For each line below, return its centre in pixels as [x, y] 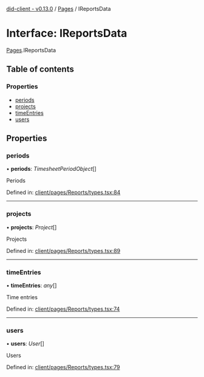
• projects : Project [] [32, 227]
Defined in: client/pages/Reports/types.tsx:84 [63, 192]
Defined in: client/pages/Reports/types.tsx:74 [63, 309]
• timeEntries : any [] [32, 285]
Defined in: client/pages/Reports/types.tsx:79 [63, 367]
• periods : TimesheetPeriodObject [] [52, 169]
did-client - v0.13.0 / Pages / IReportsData [59, 9]
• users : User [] [25, 344]
